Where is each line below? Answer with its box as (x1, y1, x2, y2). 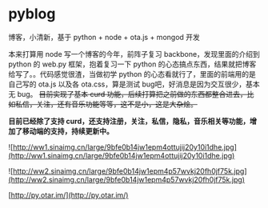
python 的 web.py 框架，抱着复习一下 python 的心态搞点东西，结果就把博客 (8, 59, 257, 69)
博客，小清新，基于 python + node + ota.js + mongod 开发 (8, 32, 200, 42)
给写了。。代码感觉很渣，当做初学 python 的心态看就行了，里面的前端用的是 (8, 69, 256, 78)
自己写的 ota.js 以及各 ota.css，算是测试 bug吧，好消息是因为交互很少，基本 (8, 79, 260, 89)
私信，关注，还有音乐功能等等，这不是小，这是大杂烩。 (14, 99, 198, 109)
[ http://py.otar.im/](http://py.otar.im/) (8, 190, 129, 200)
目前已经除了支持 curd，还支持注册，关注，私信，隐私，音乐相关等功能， (8, 116, 250, 126)
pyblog (8, 5, 56, 23)
